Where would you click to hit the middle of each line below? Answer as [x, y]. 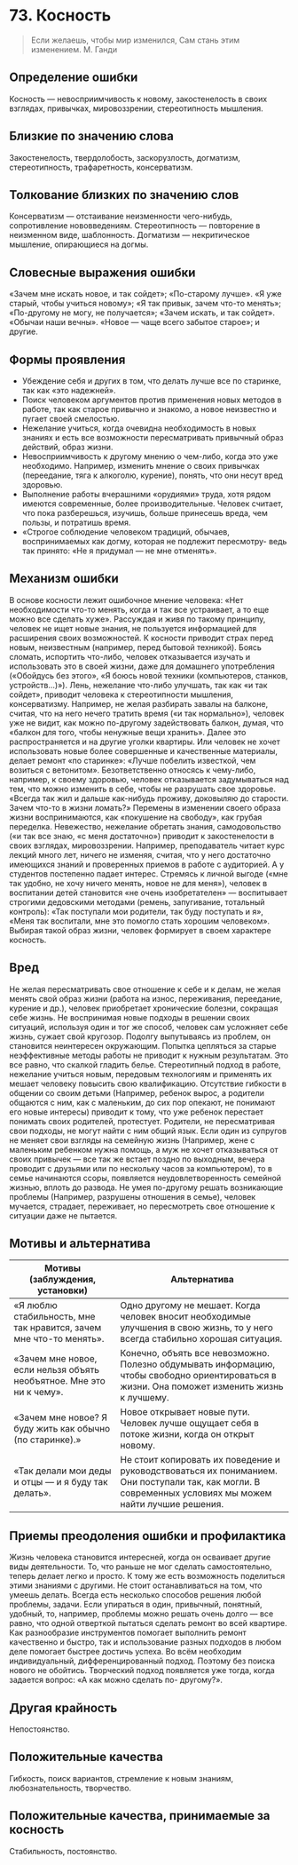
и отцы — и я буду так [61, 1482]
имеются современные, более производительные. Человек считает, [153, 504]
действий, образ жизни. [67, 447]
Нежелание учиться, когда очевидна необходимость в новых [139, 428]
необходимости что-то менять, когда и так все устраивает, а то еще [139, 609]
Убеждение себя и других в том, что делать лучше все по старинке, [152, 381]
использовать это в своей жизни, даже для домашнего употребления [142, 666]
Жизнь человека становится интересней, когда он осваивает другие [140, 1557]
